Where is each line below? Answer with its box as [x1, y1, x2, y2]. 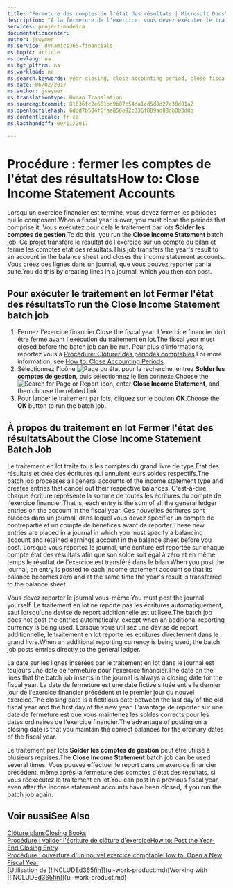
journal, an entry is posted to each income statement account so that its [7, 566, 213, 574]
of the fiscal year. [7, 732, 57, 741]
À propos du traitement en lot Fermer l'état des [7, 422, 214, 434]
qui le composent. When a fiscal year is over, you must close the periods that [7, 216, 226, 224]
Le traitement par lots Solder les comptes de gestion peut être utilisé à [7, 746, 210, 755]
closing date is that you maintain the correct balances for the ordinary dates [7, 725, 224, 734]
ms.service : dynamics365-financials [7, 42, 113, 49]
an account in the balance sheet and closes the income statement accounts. [7, 253, 225, 261]
